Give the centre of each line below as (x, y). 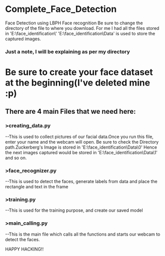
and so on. (16, 158)
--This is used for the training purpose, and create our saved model (74, 210)
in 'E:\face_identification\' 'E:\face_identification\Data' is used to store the (80, 33)
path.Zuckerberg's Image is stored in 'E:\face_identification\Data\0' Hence (81, 147)
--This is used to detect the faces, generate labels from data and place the (81, 181)
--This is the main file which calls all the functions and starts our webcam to (83, 234)
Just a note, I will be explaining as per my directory (68, 52)
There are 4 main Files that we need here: (71, 112)
